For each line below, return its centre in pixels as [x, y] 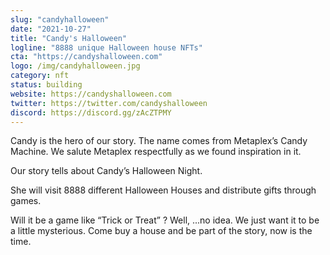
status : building [46, 85]
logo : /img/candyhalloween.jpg [75, 66]
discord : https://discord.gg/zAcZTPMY [91, 112]
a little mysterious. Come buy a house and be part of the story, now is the [161, 231]
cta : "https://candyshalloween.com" [86, 57]
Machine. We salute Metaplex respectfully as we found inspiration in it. [156, 152]
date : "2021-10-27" [51, 29]
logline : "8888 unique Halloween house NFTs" [106, 47]
